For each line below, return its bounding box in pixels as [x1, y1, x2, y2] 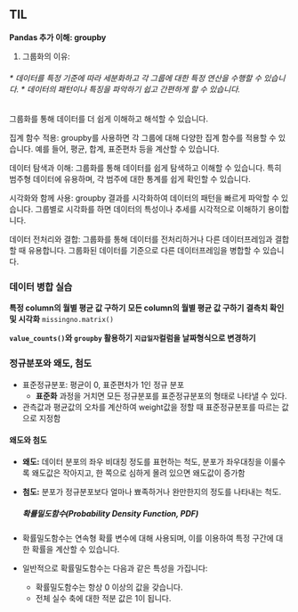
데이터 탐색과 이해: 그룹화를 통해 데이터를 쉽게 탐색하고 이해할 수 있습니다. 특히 [9, 162, 282, 173]
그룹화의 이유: [21, 51, 71, 62]
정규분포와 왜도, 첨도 [9, 357, 93, 369]
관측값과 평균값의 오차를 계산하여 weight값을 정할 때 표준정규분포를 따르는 [21, 401, 280, 412]
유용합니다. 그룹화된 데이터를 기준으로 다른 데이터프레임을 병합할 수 [28, 245, 261, 256]
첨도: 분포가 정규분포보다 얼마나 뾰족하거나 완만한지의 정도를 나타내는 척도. [21, 486, 282, 497]
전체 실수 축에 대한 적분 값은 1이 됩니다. [35, 592, 172, 603]
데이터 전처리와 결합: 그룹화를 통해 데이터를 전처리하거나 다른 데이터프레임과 [9, 234, 273, 244]
